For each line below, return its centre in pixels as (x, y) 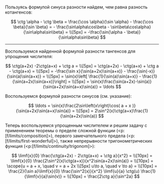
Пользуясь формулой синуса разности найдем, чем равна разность (76, 7)
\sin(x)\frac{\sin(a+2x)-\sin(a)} (121, 82)
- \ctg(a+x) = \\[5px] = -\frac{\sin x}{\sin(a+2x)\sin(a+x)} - (67, 71)
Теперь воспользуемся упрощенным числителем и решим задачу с (76, 125)
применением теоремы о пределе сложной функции (60, 131)
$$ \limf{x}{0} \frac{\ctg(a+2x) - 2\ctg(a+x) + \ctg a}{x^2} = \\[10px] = (82, 155)
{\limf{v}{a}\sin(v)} (43, 176)
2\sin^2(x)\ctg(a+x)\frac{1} (121, 111)
